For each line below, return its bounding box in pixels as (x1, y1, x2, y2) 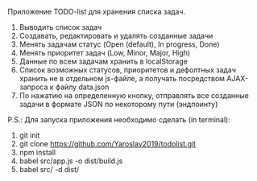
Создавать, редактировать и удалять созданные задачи (19, 31, 213, 40)
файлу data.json (55, 82, 110, 92)
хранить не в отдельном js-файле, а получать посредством (19, 74, 226, 83)
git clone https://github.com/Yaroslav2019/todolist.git (19, 139, 197, 148)
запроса (19, 82, 48, 92)
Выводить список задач (19, 23, 102, 31)
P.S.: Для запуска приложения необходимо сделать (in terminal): (7, 115, 230, 124)
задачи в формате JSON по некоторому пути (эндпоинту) (19, 100, 218, 109)
